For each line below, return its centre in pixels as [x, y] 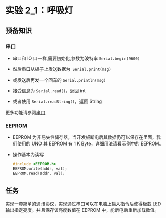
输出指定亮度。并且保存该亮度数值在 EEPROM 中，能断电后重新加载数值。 [82, 210]
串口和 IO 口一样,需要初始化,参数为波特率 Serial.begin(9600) [76, 58]
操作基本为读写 [28, 155]
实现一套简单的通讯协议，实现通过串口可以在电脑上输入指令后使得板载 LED [83, 204]
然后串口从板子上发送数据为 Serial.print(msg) [62, 69]
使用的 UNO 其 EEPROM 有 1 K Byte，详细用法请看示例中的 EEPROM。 [90, 144]
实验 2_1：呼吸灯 [39, 10]
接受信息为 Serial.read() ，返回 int [49, 90]
